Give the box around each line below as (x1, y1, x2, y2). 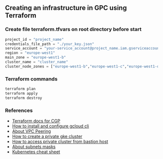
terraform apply (5, 91, 38, 96)
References (5, 107, 33, 113)
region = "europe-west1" (5, 50, 55, 55)
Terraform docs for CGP (12, 118, 61, 124)
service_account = (5, 46, 42, 51)
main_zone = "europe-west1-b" (5, 55, 66, 60)
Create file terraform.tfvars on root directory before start (5, 26, 142, 33)
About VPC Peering (12, 128, 51, 134)
